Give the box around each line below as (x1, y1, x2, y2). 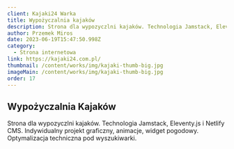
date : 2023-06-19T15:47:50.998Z (7, 36, 101, 43)
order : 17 (7, 74, 36, 82)
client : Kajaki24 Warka (7, 10, 77, 17)
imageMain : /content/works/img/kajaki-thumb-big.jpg (7, 68, 164, 75)
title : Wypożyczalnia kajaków (7, 17, 95, 24)
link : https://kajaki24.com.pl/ (7, 56, 101, 63)
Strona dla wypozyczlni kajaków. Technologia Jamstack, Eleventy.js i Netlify (7, 119, 225, 127)
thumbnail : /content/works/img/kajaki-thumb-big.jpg (7, 62, 164, 69)
